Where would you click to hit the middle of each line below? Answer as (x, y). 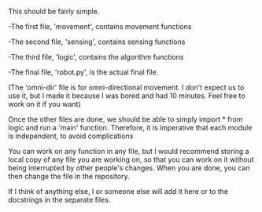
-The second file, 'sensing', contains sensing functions (97, 42)
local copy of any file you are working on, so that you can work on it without (131, 159)
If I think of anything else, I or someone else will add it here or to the (118, 191)
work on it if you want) (44, 104)
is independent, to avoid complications (71, 136)
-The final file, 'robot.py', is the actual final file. (83, 72)
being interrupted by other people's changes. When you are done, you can (129, 168)
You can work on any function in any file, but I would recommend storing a (129, 151)
